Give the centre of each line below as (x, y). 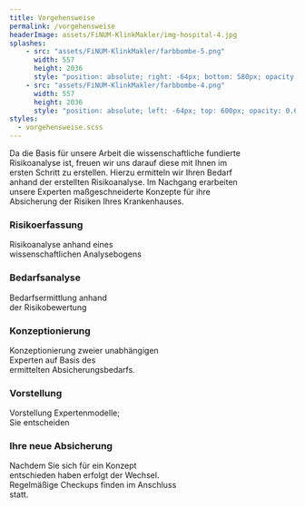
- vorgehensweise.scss (60, 128)
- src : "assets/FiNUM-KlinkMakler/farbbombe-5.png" (125, 52)
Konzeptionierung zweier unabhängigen (84, 350)
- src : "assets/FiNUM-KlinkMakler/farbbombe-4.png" (125, 85)
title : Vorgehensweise (52, 18)
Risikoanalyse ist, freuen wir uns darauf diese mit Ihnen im (118, 163)
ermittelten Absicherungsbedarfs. (73, 369)
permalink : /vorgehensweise (63, 26)
